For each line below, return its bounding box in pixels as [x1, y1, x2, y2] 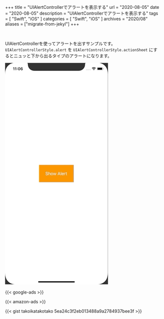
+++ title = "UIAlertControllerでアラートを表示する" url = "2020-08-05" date [5, 4, 160, 10]
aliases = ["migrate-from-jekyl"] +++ [5, 21, 79, 27]
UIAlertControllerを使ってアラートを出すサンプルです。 [5, 41, 116, 46]
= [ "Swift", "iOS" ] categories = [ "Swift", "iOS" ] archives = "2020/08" [5, 16, 148, 22]
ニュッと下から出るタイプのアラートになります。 [13, 53, 112, 59]
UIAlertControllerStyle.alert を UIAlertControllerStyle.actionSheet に [5, 47, 153, 52]
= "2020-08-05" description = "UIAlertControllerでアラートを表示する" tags [5, 10, 158, 16]
